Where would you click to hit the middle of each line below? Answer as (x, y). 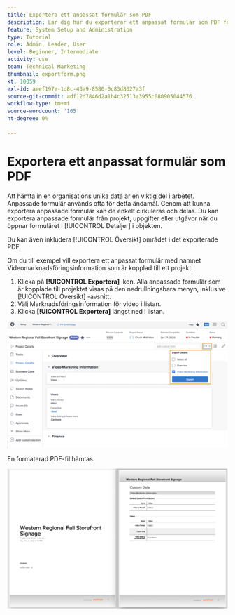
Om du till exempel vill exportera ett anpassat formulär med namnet (104, 260)
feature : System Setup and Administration (70, 29)
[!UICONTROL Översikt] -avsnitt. (64, 296)
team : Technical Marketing (47, 67)
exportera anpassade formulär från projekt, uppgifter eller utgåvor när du (113, 218)
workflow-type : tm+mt (39, 104)
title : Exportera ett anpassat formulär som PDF (79, 15)
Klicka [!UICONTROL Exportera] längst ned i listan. (91, 311)
